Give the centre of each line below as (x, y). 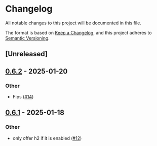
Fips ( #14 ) (23, 97)
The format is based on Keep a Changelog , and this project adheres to (78, 32)
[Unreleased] (27, 54)
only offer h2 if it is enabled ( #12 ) (47, 138)
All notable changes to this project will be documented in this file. (73, 23)
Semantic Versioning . (27, 38)
